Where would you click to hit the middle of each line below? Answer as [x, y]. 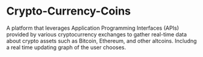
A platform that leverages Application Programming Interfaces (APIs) [93, 28]
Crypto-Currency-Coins [69, 11]
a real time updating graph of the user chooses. [66, 47]
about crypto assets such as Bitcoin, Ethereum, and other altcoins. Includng [102, 41]
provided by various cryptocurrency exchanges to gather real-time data [97, 34]
